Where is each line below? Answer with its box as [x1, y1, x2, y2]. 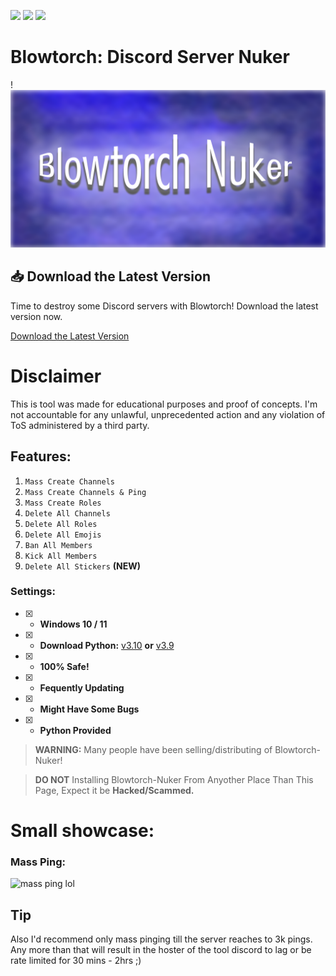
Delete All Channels [24, 508, 111, 519]
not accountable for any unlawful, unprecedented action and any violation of [10, 408, 326, 420]
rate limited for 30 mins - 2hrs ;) [10, 955, 142, 967]
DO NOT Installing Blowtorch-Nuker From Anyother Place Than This [34, 773, 314, 785]
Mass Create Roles [24, 498, 102, 508]
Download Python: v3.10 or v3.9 [39, 639, 175, 651]
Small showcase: [10, 819, 155, 842]
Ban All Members [24, 540, 93, 550]
